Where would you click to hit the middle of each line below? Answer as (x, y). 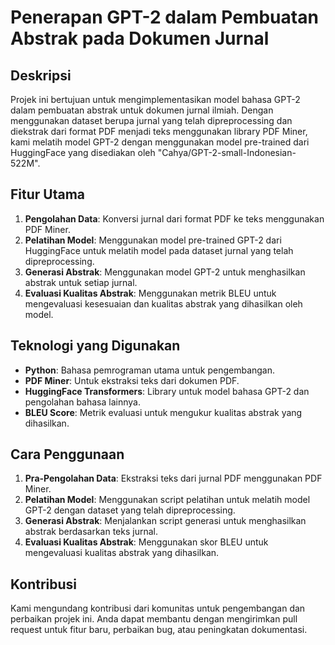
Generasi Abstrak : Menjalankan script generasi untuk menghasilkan (165, 521)
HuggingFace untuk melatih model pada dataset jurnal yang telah (159, 250)
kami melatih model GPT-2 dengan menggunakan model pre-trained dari (160, 142)
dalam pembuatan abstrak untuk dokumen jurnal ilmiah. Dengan (142, 110)
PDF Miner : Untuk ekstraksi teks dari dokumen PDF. (132, 380)
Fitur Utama (48, 194)
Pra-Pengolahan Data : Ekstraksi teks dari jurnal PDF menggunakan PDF (173, 478)
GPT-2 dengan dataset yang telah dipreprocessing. (130, 510)
